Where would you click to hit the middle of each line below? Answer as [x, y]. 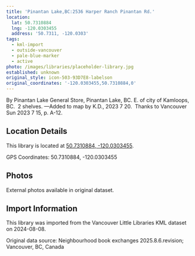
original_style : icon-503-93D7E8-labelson [59, 78]
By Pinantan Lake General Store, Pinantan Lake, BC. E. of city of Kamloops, [98, 100]
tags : [13, 39]
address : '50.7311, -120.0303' [50, 34]
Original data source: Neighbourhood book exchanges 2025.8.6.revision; [95, 241]
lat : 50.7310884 [31, 23]
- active [22, 61]
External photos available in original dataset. [60, 190]
